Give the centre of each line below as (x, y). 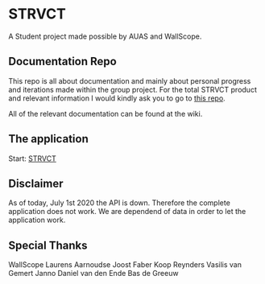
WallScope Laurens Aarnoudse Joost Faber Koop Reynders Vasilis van (125, 265)
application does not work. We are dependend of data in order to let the (127, 212)
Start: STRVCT (32, 158)
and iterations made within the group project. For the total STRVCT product (133, 89)
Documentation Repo (62, 62)
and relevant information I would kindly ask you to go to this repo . (117, 98)
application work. (37, 220)
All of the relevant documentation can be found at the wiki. (106, 113)
